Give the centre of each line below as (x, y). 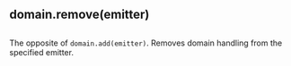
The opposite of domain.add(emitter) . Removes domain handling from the (146, 43)
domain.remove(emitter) (79, 15)
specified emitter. (42, 52)
